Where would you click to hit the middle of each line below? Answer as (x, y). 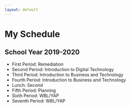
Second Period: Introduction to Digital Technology (63, 69)
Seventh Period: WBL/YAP (38, 101)
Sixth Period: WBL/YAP (35, 95)
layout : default (21, 10)
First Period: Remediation (38, 64)
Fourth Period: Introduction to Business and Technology (69, 80)
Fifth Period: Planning (34, 90)
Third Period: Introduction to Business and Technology (67, 74)
